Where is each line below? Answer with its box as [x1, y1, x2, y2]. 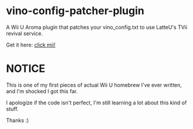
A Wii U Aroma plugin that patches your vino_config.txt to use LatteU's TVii [6, 24, 188, 31]
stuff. [6, 105, 19, 113]
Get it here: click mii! [6, 41, 56, 48]
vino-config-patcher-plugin [6, 4, 145, 18]
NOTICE [6, 62, 46, 75]
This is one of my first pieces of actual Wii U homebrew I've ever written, [6, 81, 182, 88]
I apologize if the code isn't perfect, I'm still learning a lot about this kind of [6, 99, 187, 106]
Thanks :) [6, 117, 29, 124]
